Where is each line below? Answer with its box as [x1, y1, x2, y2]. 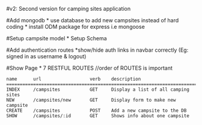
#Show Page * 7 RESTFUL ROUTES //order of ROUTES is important [6, 64, 173, 72]
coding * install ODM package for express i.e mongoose [6, 23, 145, 30]
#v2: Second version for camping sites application [6, 5, 131, 12]
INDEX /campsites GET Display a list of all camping [6, 87, 189, 93]
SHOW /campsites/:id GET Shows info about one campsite [6, 113, 189, 119]
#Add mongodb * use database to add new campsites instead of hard [6, 17, 179, 23]
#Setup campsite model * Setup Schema [6, 35, 107, 41]
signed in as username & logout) [6, 53, 87, 59]
